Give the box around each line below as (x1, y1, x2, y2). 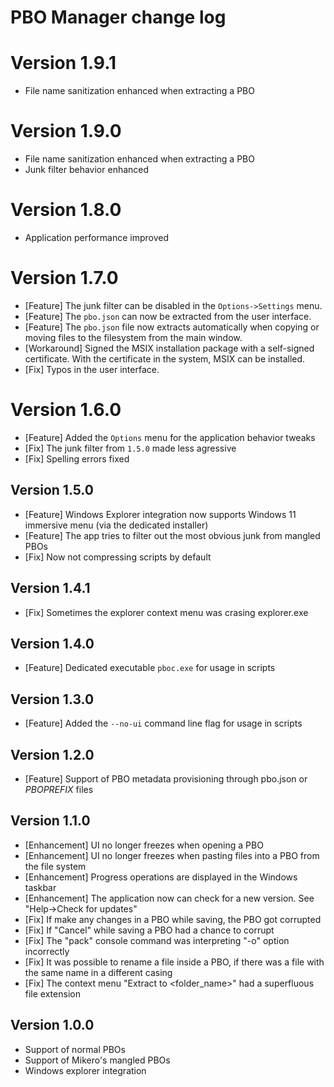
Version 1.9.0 (10, 120, 122, 143)
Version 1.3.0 (10, 691, 95, 708)
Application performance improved (24, 232, 170, 243)
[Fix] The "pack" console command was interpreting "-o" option (24, 934, 290, 946)
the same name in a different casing (24, 966, 173, 978)
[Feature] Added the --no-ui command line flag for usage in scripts (24, 717, 303, 730)
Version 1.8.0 (10, 199, 122, 221)
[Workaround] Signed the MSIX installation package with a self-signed (24, 342, 315, 354)
